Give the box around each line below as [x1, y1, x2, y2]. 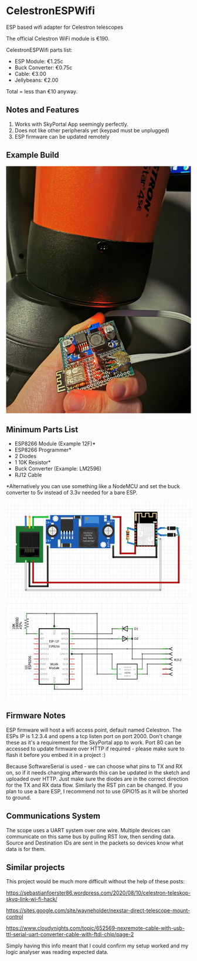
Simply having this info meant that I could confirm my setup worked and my [6, 942, 189, 949]
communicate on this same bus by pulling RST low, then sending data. [6, 833, 175, 840]
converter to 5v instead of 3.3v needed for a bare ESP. [6, 489, 138, 496]
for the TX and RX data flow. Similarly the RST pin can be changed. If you [6, 781, 183, 789]
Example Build [6, 150, 60, 160]
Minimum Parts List [6, 425, 79, 435]
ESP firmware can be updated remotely [14, 133, 110, 140]
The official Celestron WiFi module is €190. [6, 35, 110, 42]
